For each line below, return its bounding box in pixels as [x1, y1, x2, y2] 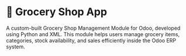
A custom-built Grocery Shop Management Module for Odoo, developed [6, 24, 181, 32]
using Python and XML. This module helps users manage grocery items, [6, 30, 180, 37]
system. [6, 43, 25, 50]
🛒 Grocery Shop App [6, 5, 107, 19]
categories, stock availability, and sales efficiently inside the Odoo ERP [6, 37, 177, 44]
